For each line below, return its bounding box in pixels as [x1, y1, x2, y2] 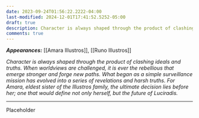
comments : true [6, 31, 44, 37]
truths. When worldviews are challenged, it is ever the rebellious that [6, 64, 174, 71]
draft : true [6, 19, 36, 25]
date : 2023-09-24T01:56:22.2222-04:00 [6, 8, 102, 15]
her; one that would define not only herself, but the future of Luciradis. [6, 90, 178, 97]
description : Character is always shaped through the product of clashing [6, 25, 195, 31]
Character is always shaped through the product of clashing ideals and [6, 58, 181, 65]
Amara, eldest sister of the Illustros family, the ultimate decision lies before [6, 83, 189, 90]
